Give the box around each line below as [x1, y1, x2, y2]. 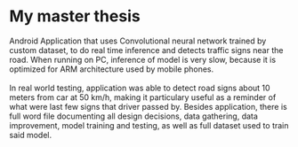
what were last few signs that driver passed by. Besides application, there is [9, 101, 287, 112]
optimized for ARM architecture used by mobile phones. [9, 64, 214, 74]
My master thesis [9, 6, 141, 27]
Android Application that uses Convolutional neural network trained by [9, 35, 267, 46]
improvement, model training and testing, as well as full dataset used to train [9, 120, 289, 130]
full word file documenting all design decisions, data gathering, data [9, 111, 258, 121]
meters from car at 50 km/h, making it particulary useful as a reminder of [9, 91, 277, 103]
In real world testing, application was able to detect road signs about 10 [9, 82, 270, 93]
